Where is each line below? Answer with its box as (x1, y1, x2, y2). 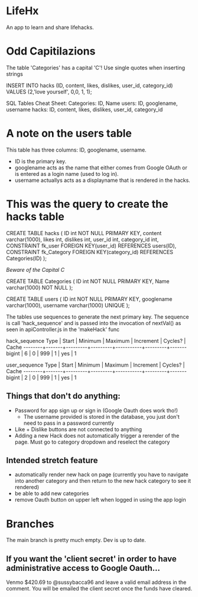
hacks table (6, 210, 65, 223)
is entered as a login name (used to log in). (14, 170, 119, 177)
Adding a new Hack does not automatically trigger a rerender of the (14, 432, 180, 439)
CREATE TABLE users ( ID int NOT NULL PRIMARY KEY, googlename (6, 295, 173, 303)
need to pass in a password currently (23, 419, 114, 426)
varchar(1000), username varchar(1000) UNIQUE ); (6, 301, 130, 309)
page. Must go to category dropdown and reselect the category (14, 438, 170, 445)
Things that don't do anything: (6, 391, 121, 401)
